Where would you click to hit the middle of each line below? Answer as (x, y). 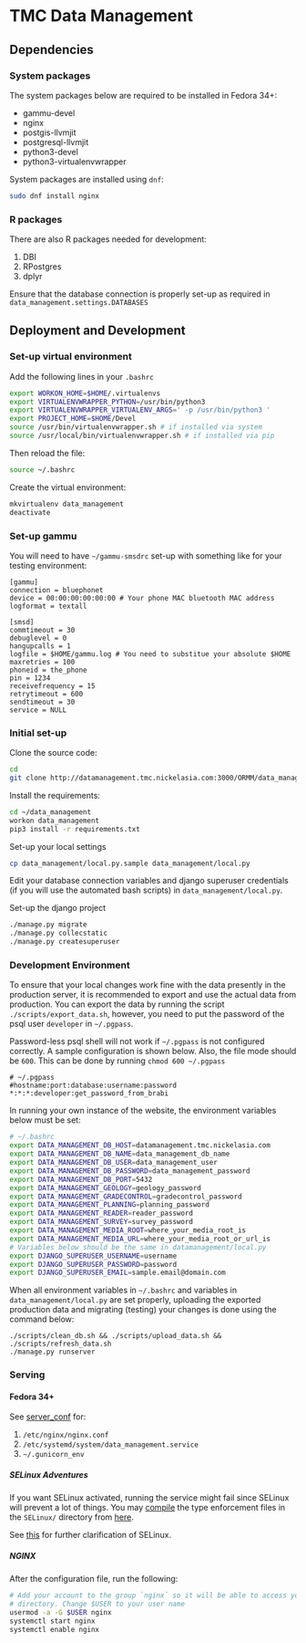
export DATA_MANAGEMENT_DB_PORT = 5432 (81, 1179)
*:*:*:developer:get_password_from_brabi (89, 1094)
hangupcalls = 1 (40, 646)
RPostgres (42, 267)
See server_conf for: (48, 1417)
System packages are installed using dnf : (87, 179)
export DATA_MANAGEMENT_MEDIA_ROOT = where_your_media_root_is (128, 1230)
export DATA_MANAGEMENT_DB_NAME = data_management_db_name (120, 1154)
